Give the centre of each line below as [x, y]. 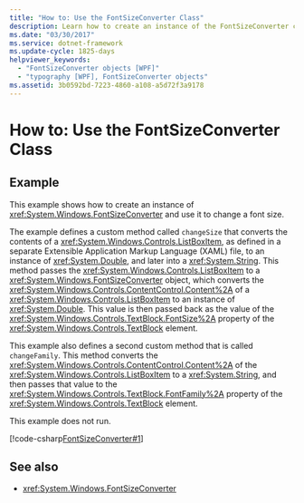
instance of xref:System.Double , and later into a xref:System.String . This [144, 260]
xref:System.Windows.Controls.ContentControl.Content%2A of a [130, 289]
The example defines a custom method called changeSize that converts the [148, 231]
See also [34, 467]
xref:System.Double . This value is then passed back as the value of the [142, 308]
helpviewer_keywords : [50, 60]
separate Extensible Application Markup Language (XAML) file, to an [137, 251]
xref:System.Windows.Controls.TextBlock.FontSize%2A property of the [142, 318]
